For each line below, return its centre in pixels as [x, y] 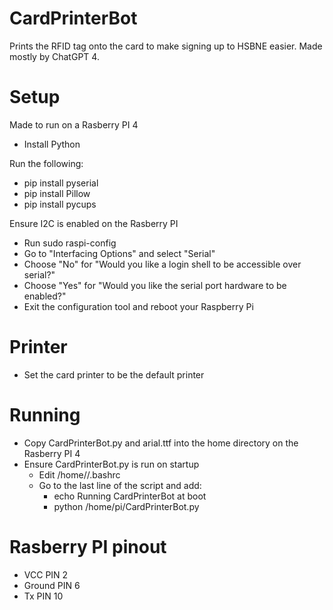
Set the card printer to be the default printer [114, 374]
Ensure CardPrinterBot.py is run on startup [111, 464]
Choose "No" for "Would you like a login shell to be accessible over [162, 264]
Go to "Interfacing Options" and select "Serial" [119, 253]
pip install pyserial [61, 183]
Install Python [52, 144]
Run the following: [46, 163]
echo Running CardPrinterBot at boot [130, 496]
